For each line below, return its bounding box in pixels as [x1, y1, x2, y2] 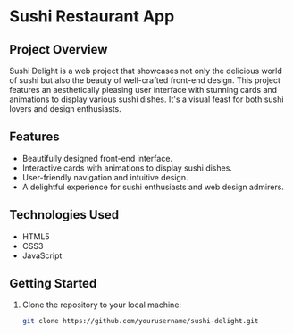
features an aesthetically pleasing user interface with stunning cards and [9, 85, 278, 95]
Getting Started [9, 276, 97, 291]
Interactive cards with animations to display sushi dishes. [21, 163, 232, 173]
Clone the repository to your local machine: [21, 299, 181, 310]
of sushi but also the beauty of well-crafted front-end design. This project [9, 75, 281, 86]
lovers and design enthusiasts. [9, 104, 122, 113]
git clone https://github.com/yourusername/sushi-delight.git [21, 317, 259, 326]
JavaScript [21, 250, 63, 261]
